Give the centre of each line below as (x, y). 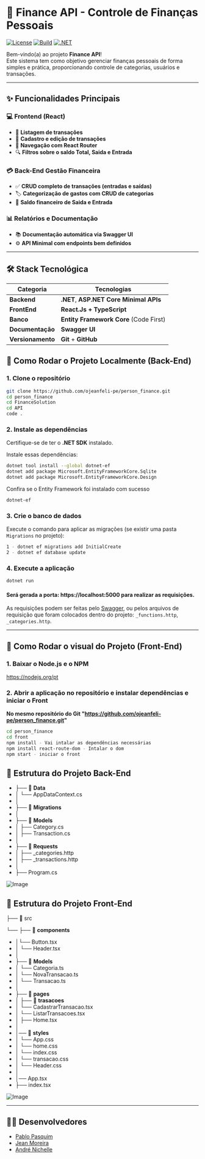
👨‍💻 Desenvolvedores (47, 1122)
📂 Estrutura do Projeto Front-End (70, 904)
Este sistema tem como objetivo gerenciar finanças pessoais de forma (95, 61)
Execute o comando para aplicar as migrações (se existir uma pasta (92, 529)
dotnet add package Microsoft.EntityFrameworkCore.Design (81, 477)
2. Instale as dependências (47, 429)
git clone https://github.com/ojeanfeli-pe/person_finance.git (88, 391)
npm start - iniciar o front (43, 754)
